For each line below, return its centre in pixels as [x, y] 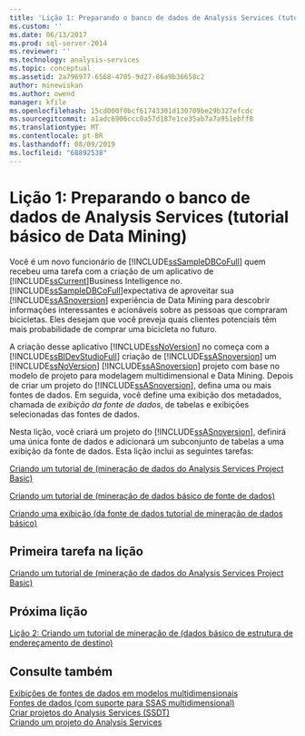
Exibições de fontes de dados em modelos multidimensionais [124, 693]
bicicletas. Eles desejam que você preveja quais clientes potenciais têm [143, 319]
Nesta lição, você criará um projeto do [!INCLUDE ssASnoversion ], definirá [148, 431]
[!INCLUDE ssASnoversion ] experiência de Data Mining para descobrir [140, 299]
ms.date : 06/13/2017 [49, 34]
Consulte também [61, 671]
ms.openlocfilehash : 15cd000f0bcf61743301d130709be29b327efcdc [132, 111]
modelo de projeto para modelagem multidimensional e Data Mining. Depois [151, 375]
